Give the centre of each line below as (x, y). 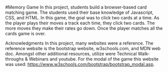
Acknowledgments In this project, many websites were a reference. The (79, 43)
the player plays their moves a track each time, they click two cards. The (80, 23)
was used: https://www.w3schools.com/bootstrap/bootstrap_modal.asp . (80, 64)
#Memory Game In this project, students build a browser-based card (76, 7)
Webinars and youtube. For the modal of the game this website (94, 59)
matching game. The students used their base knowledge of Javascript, (79, 12)
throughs (15, 59)
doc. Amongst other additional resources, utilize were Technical (71, 54)
